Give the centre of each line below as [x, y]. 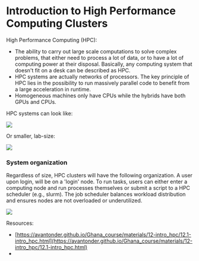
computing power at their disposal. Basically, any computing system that [103, 64]
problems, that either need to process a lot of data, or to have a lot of [99, 58]
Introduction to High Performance [91, 11]
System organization [37, 163]
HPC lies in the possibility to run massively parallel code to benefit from [102, 83]
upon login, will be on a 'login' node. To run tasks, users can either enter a [97, 182]
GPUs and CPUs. [35, 101]
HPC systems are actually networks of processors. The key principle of [102, 77]
